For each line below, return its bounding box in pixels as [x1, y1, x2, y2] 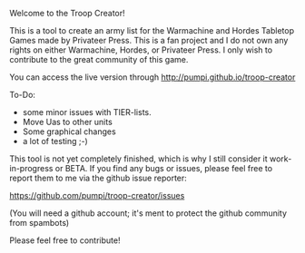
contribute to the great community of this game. [9, 54, 189, 64]
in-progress [9, 163, 54, 173]
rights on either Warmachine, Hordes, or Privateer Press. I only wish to [9, 44, 273, 55]
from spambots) [9, 218, 70, 228]
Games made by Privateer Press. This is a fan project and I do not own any [9, 35, 289, 45]
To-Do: [9, 90, 36, 100]
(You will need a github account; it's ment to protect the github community [9, 208, 288, 219]
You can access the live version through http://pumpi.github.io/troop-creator [9, 72, 296, 83]
